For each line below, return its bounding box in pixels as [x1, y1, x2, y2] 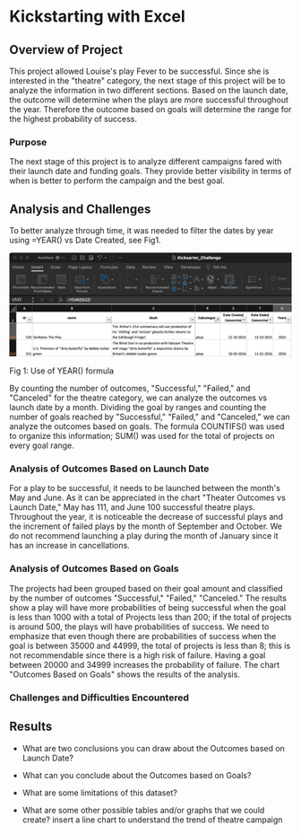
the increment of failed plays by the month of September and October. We [9, 521, 282, 531]
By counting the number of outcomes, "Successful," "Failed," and [9, 383, 251, 394]
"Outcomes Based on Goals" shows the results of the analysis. [9, 669, 240, 680]
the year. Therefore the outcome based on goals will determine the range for [9, 104, 292, 114]
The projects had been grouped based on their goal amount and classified [9, 583, 284, 593]
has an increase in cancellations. [9, 540, 130, 551]
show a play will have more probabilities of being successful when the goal [9, 601, 287, 612]
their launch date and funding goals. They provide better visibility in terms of [9, 166, 292, 177]
